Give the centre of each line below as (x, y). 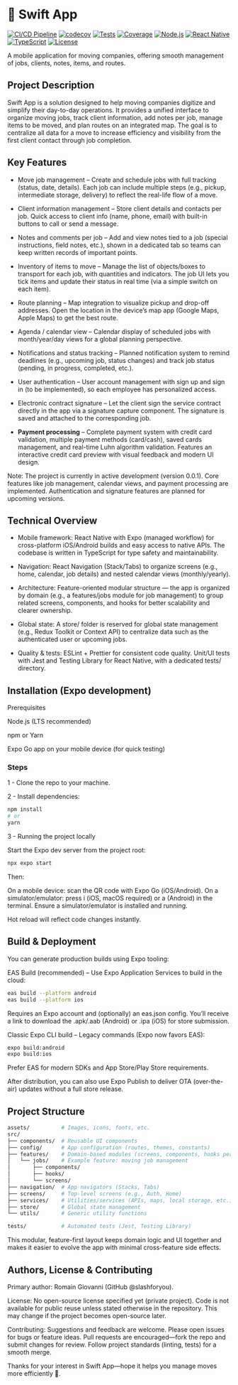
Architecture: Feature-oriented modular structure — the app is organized (124, 588)
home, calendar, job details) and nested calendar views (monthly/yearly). (124, 574)
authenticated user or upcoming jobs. (72, 639)
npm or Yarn (25, 735)
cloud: (17, 980)
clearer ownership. (45, 611)
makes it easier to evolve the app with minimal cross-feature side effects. (114, 1248)
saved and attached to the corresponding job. (84, 418)
